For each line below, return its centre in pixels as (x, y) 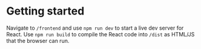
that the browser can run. (38, 41)
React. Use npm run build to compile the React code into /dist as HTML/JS (100, 34)
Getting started (45, 11)
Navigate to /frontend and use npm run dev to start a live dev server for (95, 28)
